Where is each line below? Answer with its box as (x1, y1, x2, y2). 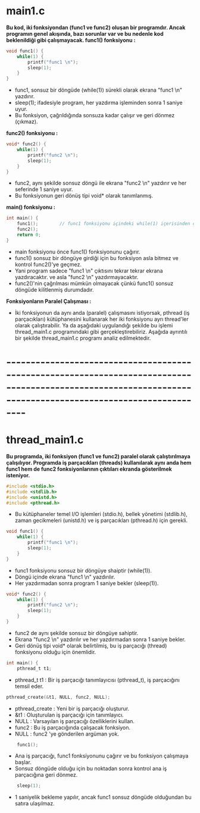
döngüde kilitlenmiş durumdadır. (14, 286, 94, 293)
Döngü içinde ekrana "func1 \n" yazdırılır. (14, 573, 115, 580)
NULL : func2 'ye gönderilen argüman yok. (14, 730, 119, 737)
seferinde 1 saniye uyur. (14, 186, 73, 193)
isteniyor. (6, 471, 30, 479)
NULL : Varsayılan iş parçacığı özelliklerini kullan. (14, 717, 135, 724)
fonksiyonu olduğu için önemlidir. (14, 648, 96, 655)
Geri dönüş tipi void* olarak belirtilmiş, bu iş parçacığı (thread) (14, 642, 167, 649)
